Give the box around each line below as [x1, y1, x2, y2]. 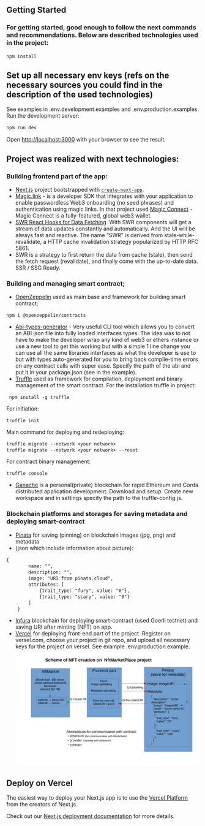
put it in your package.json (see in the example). [15, 369, 137, 376]
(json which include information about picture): [15, 544, 133, 551]
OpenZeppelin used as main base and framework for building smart [15, 294, 186, 301]
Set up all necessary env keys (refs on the [6, 70, 170, 80]
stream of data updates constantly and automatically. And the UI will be [15, 225, 196, 232]
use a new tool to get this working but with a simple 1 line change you [15, 343, 191, 350]
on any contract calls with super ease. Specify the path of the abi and [15, 362, 191, 369]
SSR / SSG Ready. [15, 263, 61, 271]
